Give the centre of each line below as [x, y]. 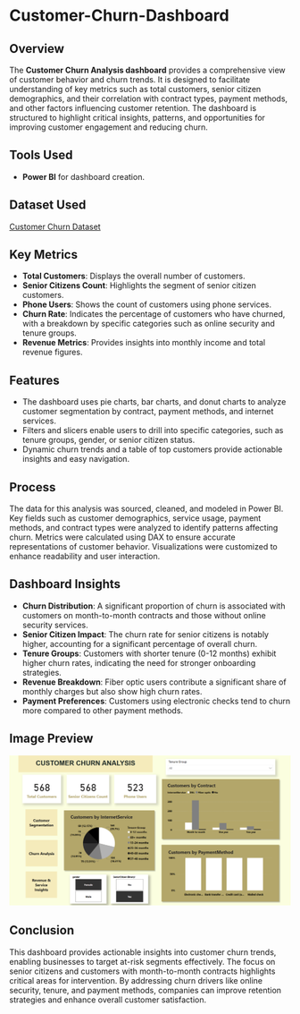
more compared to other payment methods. [103, 710]
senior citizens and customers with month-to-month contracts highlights [142, 971]
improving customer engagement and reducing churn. [108, 127]
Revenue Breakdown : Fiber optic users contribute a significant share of [154, 682]
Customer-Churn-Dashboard [119, 16]
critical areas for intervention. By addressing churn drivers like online [136, 980]
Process [33, 487]
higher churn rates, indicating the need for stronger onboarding [139, 662]
